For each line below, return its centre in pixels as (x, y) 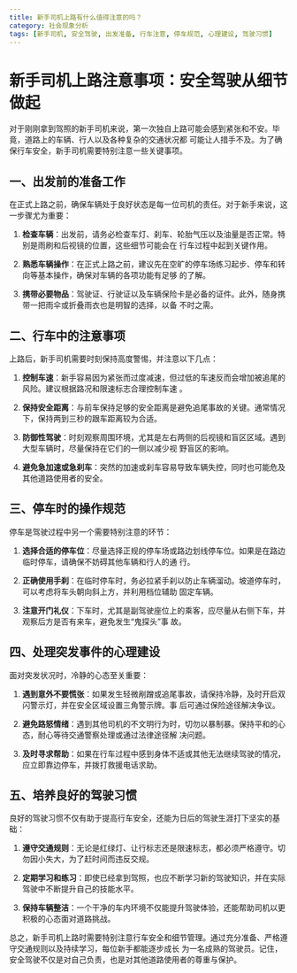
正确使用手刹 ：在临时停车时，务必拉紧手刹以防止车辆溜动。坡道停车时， (153, 580)
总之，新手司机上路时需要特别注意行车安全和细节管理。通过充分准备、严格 (145, 938)
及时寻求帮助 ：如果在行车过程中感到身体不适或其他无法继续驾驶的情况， (153, 753)
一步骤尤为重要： (40, 216)
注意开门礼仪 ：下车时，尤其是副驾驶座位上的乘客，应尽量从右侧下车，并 (153, 610)
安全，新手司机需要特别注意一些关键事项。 (110, 151)
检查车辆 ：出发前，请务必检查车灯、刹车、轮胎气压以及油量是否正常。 (150, 235)
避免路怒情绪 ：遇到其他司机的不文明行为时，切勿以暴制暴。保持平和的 (150, 723)
